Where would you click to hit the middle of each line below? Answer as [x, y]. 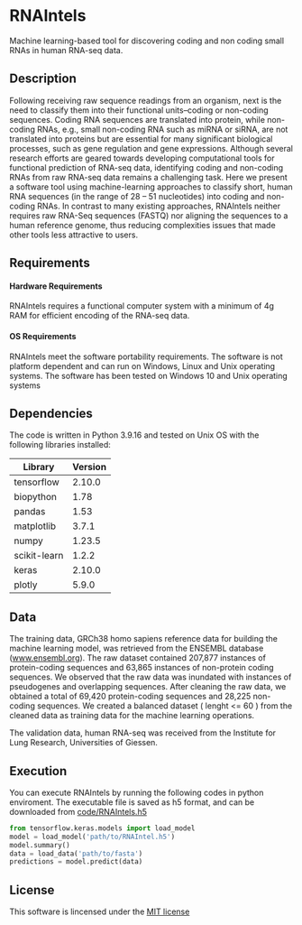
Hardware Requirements [56, 286]
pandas [30, 512]
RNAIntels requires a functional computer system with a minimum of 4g [142, 306]
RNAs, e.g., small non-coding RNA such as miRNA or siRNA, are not [163, 129]
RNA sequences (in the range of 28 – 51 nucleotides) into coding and [137, 196]
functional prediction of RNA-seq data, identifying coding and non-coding [146, 167]
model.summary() [40, 845]
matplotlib [35, 526]
